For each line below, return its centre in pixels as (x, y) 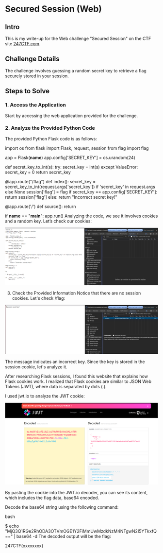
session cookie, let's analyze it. (36, 367)
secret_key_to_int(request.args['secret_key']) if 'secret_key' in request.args (80, 187)
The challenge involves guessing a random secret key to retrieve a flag (76, 70)
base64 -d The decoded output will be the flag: (64, 536)
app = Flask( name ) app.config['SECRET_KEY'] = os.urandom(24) (70, 157)
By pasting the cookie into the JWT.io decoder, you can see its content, (76, 493)
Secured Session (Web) (53, 9)
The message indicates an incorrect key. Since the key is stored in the (75, 362)
